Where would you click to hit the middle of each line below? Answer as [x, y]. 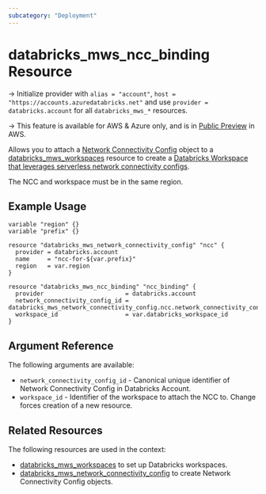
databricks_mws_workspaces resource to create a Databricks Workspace [128, 158]
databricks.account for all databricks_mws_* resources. [98, 110]
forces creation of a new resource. [76, 405]
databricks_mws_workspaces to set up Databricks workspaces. [123, 465]
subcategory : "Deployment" [53, 15]
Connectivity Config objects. [66, 481]
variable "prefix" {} [44, 232]
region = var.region [53, 266]
